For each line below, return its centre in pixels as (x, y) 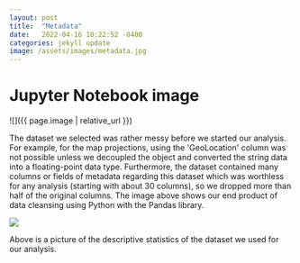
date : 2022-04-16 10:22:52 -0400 (76, 34)
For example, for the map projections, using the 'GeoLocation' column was (148, 148)
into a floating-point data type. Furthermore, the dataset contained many (144, 167)
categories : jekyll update (60, 43)
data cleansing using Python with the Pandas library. (107, 205)
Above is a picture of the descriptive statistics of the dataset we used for (144, 240)
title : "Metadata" (46, 26)
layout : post (34, 18)
